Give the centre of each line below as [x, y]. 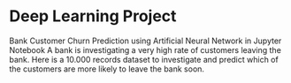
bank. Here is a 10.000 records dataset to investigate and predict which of [144, 59]
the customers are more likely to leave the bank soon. [107, 69]
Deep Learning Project [93, 16]
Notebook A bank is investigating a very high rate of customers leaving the [145, 49]
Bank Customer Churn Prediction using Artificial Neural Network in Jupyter [145, 41]
